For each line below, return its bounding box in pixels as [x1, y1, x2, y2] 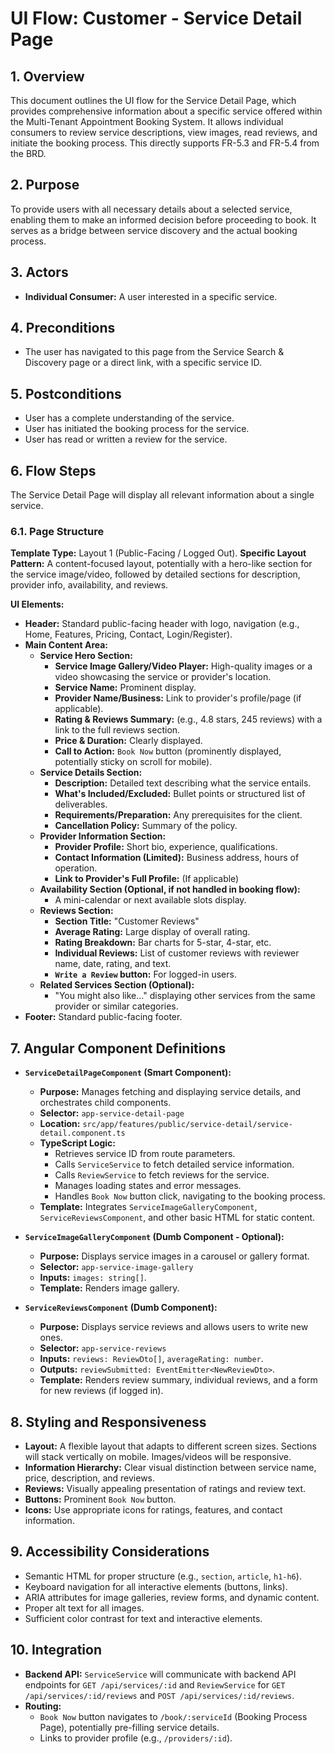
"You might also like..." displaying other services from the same [54, 990, 316, 1002]
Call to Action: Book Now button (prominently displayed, [54, 745, 282, 757]
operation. [54, 862, 98, 874]
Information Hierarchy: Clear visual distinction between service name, [24, 1461, 317, 1473]
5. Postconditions [10, 385, 122, 402]
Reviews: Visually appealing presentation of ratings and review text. [24, 1482, 307, 1494]
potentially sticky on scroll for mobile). [54, 756, 213, 768]
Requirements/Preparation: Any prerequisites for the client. [54, 809, 303, 821]
